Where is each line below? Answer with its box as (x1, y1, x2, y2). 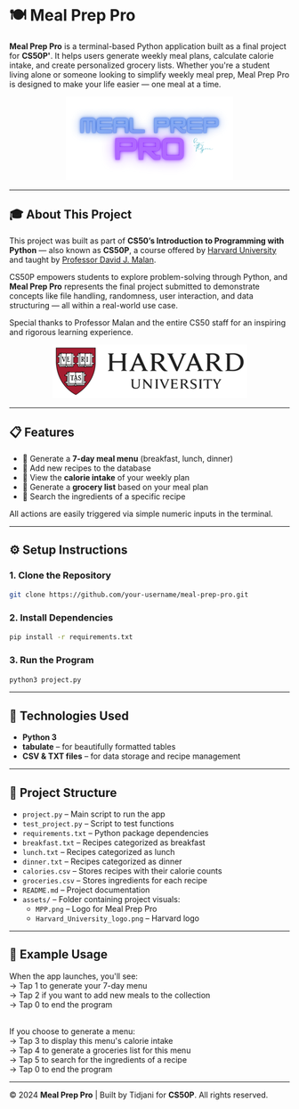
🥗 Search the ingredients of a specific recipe (21, 490, 186, 502)
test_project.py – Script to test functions (21, 818, 174, 829)
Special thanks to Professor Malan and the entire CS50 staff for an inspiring (9, 316, 287, 328)
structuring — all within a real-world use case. (9, 300, 178, 310)
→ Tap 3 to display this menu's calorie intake (9, 1035, 174, 1046)
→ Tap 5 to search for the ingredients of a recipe (9, 1054, 188, 1064)
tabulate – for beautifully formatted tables (21, 742, 176, 752)
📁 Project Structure (9, 785, 117, 801)
